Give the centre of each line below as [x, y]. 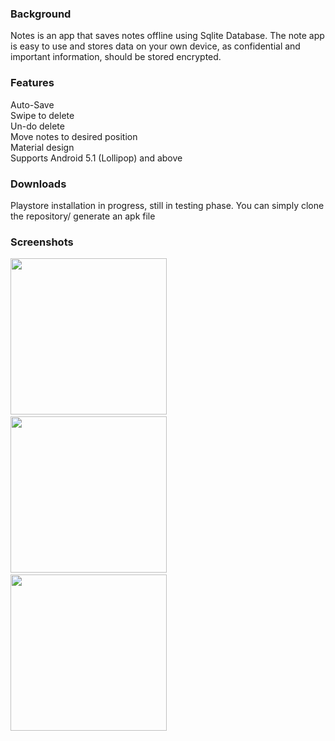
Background [41, 14]
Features [32, 83]
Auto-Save [32, 104]
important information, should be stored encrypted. [116, 57]
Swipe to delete [42, 115]
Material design [42, 147]
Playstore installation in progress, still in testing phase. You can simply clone [167, 205]
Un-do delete [37, 126]
